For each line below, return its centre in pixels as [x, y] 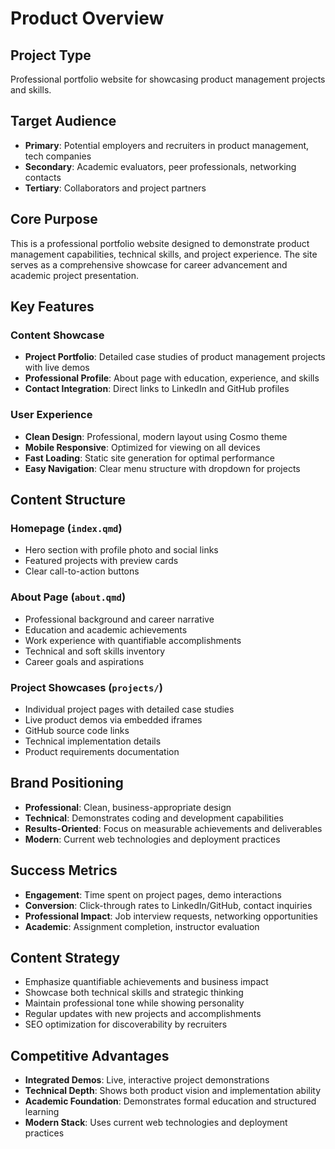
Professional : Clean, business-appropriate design [128, 807]
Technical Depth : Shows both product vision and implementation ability [173, 1091]
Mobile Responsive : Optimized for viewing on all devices [142, 447]
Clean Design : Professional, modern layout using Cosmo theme [156, 436]
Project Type [51, 55]
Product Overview [87, 18]
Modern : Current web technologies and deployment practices [152, 839]
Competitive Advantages [90, 1055]
